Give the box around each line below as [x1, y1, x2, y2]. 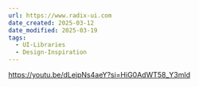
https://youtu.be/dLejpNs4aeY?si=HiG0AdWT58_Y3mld [8, 70, 191, 79]
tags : [8, 33, 26, 42]
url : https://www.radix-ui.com [8, 11, 112, 20]
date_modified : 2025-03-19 [8, 26, 98, 34]
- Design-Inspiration [15, 48, 88, 56]
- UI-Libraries [15, 41, 66, 49]
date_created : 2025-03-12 [8, 19, 94, 27]
